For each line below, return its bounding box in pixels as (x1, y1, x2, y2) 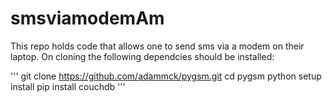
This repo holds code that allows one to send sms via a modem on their (10, 40, 305, 52)
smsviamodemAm (10, 7, 165, 30)
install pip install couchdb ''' (10, 80, 126, 92)
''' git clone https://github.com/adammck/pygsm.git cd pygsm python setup (10, 70, 322, 82)
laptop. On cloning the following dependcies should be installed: (10, 50, 275, 62)
